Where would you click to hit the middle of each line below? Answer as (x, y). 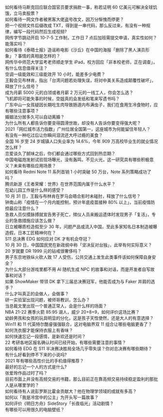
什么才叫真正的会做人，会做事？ (37, 294)
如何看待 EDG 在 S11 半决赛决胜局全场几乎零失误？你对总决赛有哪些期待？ (79, 348)
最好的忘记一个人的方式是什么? (36, 367)
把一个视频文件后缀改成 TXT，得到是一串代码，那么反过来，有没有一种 (76, 25)
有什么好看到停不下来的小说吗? (36, 355)
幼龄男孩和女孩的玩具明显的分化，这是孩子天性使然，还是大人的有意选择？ (79, 318)
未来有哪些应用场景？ (35, 166)
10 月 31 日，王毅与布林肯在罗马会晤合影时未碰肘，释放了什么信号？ (73, 196)
